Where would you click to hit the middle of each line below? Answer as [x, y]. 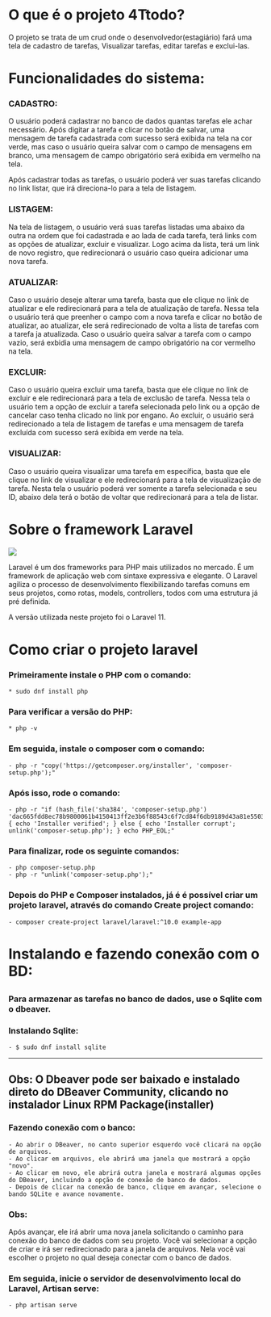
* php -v [23, 728]
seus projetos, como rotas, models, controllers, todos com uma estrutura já [133, 593]
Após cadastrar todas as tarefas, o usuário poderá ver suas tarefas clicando [135, 180]
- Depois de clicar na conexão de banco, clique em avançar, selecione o [135, 1187]
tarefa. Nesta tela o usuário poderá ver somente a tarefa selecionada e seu [133, 488]
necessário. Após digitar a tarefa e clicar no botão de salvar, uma [117, 130]
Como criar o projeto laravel [103, 650]
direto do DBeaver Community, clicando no [119, 1092]
